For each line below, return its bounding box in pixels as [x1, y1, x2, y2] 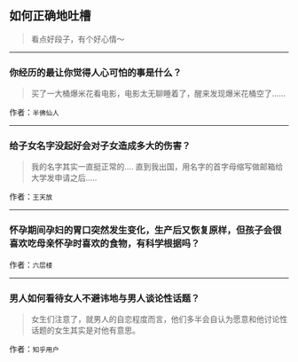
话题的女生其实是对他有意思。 [30, 325, 140, 335]
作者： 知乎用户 [9, 344, 59, 354]
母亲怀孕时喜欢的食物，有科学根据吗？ [36, 238, 200, 250]
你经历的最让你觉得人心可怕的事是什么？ [9, 66, 182, 78]
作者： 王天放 [9, 192, 53, 202]
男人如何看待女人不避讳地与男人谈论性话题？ [9, 292, 200, 304]
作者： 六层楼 [9, 259, 53, 270]
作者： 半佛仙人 [9, 107, 59, 118]
